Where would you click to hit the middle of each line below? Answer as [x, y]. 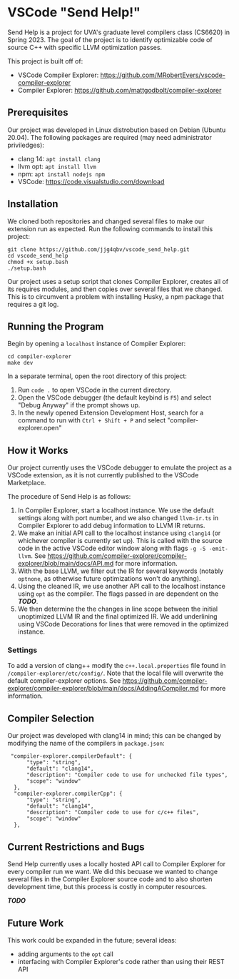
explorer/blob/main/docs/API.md [66, 564]
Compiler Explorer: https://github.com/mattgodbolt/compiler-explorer [119, 90]
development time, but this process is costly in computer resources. [107, 887]
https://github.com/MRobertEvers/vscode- [163, 75]
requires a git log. [33, 304]
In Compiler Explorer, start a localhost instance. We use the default [116, 510]
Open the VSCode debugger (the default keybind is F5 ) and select [115, 397]
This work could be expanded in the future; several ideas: [92, 940]
